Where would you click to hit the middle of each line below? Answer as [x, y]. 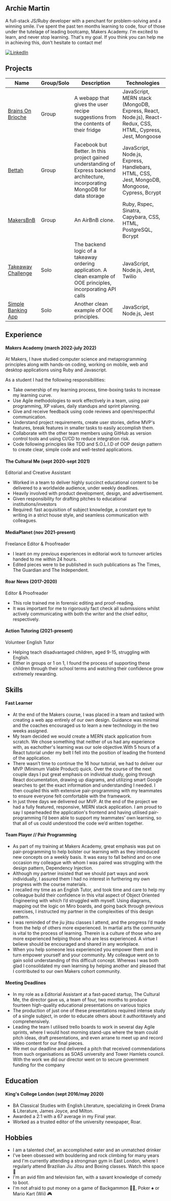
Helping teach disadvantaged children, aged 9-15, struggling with [81, 652]
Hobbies [19, 1138]
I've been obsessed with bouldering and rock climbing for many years [86, 1155]
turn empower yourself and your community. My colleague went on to [86, 955]
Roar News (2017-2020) [31, 582]
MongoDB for [90, 189]
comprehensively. [31, 1021]
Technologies [143, 83]
